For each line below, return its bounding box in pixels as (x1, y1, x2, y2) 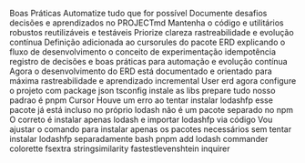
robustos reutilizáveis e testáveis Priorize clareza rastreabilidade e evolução (9, 27, 294, 37)
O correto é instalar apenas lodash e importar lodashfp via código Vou (9, 114, 273, 125)
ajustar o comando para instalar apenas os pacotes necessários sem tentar (9, 124, 292, 135)
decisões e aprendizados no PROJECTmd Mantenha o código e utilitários (9, 17, 284, 28)
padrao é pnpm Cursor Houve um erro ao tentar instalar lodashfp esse (9, 95, 273, 106)
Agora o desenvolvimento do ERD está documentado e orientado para (9, 66, 273, 76)
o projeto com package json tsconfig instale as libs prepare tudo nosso (9, 86, 276, 96)
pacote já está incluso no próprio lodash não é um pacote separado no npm (9, 105, 294, 115)
